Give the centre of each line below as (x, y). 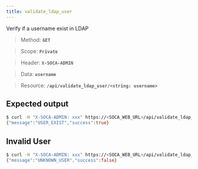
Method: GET (35, 39)
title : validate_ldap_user (39, 11)
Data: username (38, 74)
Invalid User (29, 141)
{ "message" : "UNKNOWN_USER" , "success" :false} (62, 160)
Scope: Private (39, 51)
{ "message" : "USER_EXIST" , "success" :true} (58, 123)
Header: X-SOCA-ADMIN (47, 62)
